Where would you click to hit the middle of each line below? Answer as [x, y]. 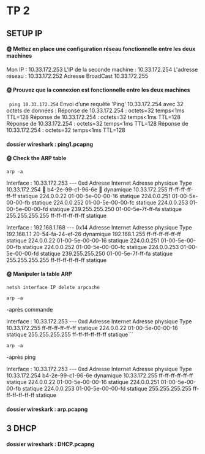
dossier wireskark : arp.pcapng [47, 409]
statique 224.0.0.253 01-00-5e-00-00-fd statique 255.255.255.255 [107, 388]
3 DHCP [21, 428]
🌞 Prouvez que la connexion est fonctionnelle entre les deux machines [99, 90]
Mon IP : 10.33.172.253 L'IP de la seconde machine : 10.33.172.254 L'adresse [102, 69]
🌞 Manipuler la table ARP [39, 274]
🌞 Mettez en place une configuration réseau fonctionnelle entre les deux [101, 49]
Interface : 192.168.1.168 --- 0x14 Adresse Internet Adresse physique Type [99, 227]
